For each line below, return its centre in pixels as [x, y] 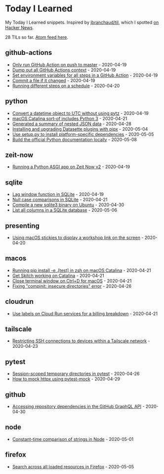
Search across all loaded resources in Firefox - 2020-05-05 [73, 467]
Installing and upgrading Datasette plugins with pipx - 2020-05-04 [80, 129]
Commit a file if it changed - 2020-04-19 [54, 80]
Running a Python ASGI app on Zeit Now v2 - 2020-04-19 [71, 167]
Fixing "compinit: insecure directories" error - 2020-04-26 [72, 286]
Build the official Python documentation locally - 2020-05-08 [75, 140]
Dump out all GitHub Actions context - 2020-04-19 [64, 70]
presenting [22, 226]
